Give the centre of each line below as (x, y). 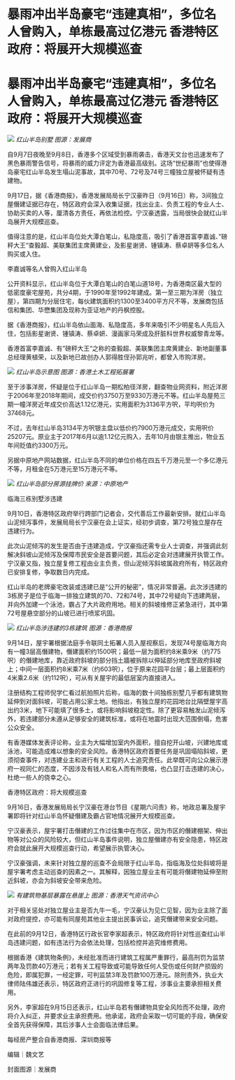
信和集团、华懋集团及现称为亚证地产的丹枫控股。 (78, 310)
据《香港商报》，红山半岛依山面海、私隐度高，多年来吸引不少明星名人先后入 (116, 325)
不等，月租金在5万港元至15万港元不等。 (64, 469)
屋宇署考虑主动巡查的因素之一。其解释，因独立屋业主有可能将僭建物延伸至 (114, 872)
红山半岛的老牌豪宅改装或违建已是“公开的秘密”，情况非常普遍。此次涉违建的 (117, 587)
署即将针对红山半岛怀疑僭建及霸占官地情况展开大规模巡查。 (93, 816)
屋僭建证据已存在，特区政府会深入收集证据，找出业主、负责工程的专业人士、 (117, 204)
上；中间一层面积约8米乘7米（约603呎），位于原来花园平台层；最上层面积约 (116, 669)
